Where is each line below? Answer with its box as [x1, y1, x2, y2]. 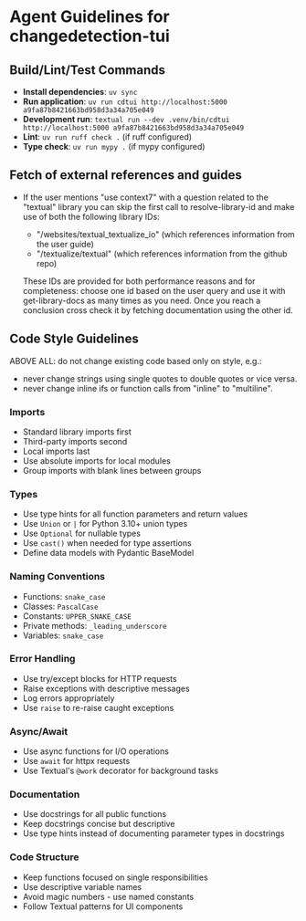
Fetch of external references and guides [9, 167, 242, 183]
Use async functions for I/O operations [22, 746, 169, 757]
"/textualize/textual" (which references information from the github [36, 248, 288, 259]
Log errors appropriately [22, 692, 115, 704]
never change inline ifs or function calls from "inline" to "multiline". [22, 382, 273, 393]
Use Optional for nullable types [22, 528, 142, 539]
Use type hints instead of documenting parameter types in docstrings [22, 828, 285, 839]
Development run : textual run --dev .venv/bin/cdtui [22, 114, 230, 124]
